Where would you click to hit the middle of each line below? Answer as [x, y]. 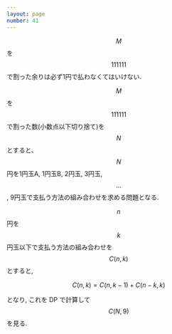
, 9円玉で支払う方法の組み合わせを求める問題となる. [83, 197]
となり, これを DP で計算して [49, 299]
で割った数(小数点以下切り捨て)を [56, 126]
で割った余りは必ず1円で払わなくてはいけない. [74, 76]
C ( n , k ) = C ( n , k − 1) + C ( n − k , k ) [119, 285]
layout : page [26, 14]
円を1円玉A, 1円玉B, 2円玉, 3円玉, [55, 173]
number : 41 [23, 21]
